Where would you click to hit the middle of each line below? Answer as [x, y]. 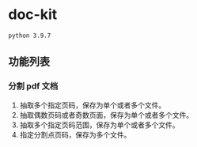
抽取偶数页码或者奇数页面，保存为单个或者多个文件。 [106, 115]
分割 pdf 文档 [33, 86]
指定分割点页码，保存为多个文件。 [75, 134]
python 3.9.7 [30, 36]
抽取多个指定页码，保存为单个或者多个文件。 [93, 105]
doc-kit [33, 15]
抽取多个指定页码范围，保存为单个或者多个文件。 [99, 125]
